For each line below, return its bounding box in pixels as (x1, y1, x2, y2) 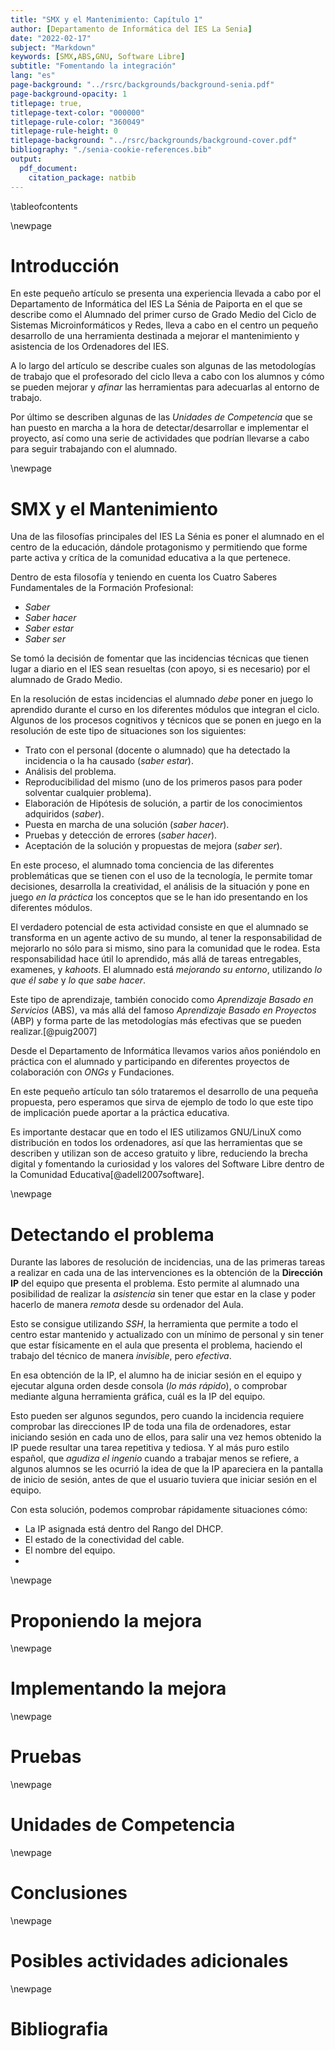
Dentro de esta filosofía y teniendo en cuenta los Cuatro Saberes (10, 571, 278, 583)
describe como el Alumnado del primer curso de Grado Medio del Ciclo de (10, 309, 317, 321)
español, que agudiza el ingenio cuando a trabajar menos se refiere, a (10, 1452, 300, 1465)
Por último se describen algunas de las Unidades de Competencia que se (10, 411, 313, 423)
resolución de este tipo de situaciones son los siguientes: (10, 725, 247, 737)
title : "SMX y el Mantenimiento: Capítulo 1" (10, 14, 203, 25)
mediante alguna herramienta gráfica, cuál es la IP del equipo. (10, 1391, 266, 1403)
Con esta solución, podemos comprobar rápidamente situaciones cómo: (10, 1504, 308, 1516)
